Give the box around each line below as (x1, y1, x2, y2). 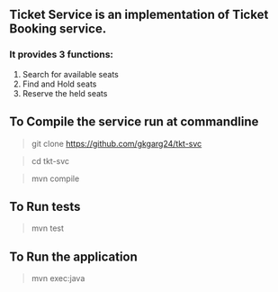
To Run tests (9, 198, 81, 214)
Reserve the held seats (22, 87, 108, 98)
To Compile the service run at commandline (9, 114, 259, 130)
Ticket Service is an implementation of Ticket (9, 7, 269, 23)
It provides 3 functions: (9, 49, 114, 61)
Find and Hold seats (22, 78, 97, 89)
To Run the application (9, 249, 138, 264)
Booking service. (9, 22, 107, 37)
